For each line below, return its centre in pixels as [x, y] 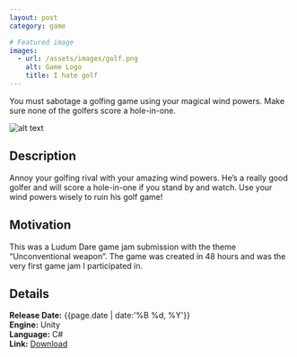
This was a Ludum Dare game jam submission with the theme [122, 247]
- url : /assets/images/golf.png [78, 59]
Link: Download [39, 344]
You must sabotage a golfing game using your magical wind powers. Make [147, 100]
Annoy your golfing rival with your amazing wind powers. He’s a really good [149, 178]
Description [43, 157]
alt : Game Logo [54, 67]
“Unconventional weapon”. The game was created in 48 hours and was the [148, 256]
